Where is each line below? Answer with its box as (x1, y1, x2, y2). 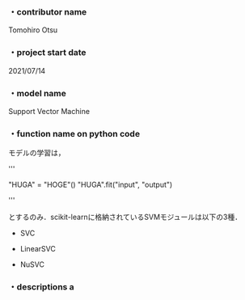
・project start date (8, 47, 87, 58)
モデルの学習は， (8, 148, 65, 158)
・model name (8, 87, 67, 99)
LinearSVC (19, 244, 57, 254)
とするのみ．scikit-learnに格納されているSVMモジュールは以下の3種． (8, 212, 243, 222)
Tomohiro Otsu (8, 25, 58, 35)
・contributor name (8, 6, 87, 17)
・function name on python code (8, 128, 140, 139)
